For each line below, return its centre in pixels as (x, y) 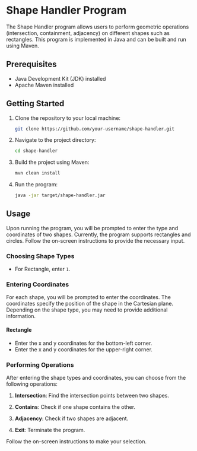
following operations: (32, 384)
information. (21, 316)
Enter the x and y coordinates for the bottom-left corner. (83, 343)
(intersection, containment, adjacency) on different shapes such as (88, 33)
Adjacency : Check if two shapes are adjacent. (72, 418)
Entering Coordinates (38, 284)
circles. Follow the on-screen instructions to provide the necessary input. (96, 240)
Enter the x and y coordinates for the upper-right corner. (84, 349)
